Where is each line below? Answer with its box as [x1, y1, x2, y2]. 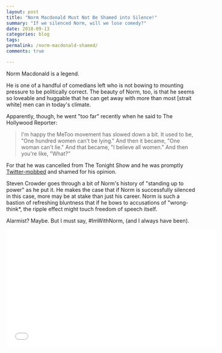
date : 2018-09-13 [6, 25, 50, 32]
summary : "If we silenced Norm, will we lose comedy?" [6, 20, 147, 26]
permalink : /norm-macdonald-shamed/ [6, 43, 98, 49]
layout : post [6, 8, 39, 15]
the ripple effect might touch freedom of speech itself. [23, 205, 158, 212]
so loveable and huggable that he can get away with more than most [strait [6, 94, 192, 101]
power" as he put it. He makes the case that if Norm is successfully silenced [6, 186, 196, 193]
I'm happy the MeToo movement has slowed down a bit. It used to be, [20, 130, 194, 138]
